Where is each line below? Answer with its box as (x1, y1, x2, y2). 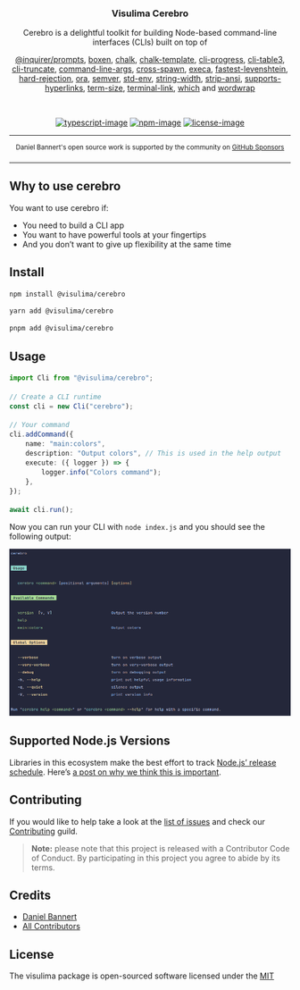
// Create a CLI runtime (9, 392, 102, 401)
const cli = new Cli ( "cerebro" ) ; (9, 401, 134, 411)
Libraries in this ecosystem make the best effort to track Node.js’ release (9, 757, 277, 768)
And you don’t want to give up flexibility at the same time (21, 239, 232, 249)
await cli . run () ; (9, 506, 74, 515)
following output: (9, 531, 71, 542)
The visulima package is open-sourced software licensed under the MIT (9, 970, 275, 981)
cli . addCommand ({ (9, 430, 74, 440)
